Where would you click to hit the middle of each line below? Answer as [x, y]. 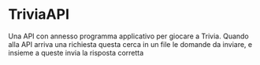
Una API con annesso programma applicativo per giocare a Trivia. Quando [129, 36]
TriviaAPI [39, 14]
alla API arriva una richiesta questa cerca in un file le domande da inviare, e [130, 44]
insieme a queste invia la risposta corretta [76, 52]
